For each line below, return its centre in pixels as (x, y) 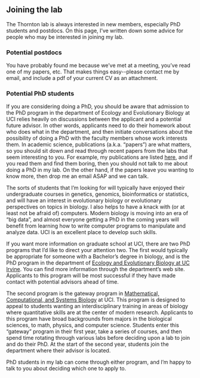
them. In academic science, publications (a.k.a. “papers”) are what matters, (99, 145)
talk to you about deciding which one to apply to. (66, 368)
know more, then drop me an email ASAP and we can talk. (78, 176)
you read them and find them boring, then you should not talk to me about (97, 164)
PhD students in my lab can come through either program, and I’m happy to (99, 362)
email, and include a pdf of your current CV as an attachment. (82, 78)
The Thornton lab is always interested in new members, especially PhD (93, 24)
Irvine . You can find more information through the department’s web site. (96, 269)
